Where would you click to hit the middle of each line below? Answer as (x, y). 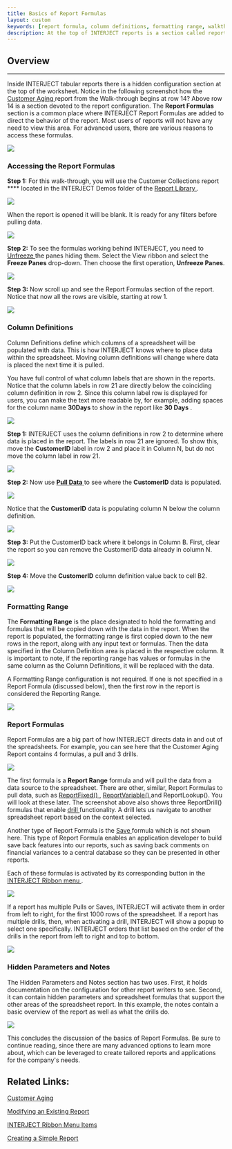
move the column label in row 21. (54, 456)
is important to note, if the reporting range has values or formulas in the (109, 658)
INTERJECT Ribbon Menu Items (52, 1125)
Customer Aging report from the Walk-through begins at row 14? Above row (115, 99)
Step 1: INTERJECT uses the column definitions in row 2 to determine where (115, 434)
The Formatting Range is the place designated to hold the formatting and (112, 621)
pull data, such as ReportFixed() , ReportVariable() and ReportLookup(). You (115, 795)
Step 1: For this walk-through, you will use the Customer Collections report (113, 181)
